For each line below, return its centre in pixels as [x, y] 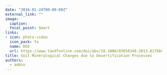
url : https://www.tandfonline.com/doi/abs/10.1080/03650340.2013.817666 [86, 51]
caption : [19, 23]
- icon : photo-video [27, 37]
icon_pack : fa [24, 42]
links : [12, 33]
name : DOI [20, 46]
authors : [14, 60]
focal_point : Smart [30, 28]
